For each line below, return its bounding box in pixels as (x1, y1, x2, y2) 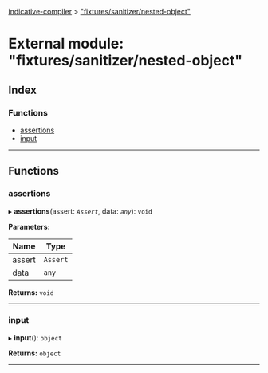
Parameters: (8, 222, 50, 231)
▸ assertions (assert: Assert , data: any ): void (8, 206, 153, 216)
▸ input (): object (8, 332, 62, 342)
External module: (8, 35, 124, 53)
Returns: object (8, 348, 61, 358)
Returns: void (8, 287, 54, 297)
